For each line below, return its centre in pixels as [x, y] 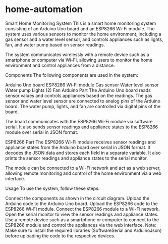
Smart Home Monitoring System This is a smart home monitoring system [81, 23]
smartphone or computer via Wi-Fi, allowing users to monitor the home [79, 60]
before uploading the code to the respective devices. [60, 235]
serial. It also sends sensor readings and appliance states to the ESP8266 [82, 127]
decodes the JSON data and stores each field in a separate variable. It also [83, 153]
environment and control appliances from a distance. [60, 65]
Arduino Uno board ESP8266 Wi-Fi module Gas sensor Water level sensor [82, 85]
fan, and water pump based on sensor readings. [55, 44]
